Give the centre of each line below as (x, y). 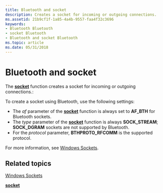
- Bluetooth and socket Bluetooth (42, 38)
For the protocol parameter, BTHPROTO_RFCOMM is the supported (83, 133)
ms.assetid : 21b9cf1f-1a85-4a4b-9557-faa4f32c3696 (60, 19)
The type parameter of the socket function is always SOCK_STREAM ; (85, 122)
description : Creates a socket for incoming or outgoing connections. (81, 15)
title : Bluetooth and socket (36, 10)
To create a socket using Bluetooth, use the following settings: (70, 101)
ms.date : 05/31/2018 (27, 47)
